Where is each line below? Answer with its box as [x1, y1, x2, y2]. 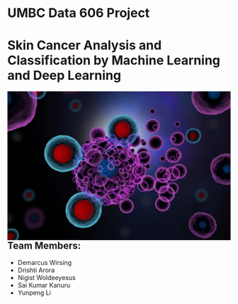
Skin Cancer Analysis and [7, 38, 162, 54]
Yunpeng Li [17, 288, 52, 297]
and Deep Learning [7, 67, 122, 84]
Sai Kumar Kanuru [17, 281, 71, 290]
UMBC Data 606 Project [7, 5, 150, 21]
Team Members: [7, 240, 81, 252]
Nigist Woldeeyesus [17, 274, 76, 282]
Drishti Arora [17, 266, 55, 274]
